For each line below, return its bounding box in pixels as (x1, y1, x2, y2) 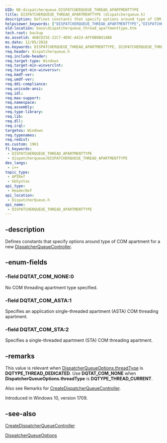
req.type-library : (5, 109, 43, 115)
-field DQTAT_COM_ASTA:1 (5, 297, 72, 304)
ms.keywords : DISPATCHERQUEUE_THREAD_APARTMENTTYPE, (5, 44, 117, 49)
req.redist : (5, 137, 30, 142)
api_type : (5, 184, 26, 189)
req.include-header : (5, 53, 48, 59)
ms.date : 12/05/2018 (5, 40, 48, 45)
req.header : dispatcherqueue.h (5, 49, 70, 54)
